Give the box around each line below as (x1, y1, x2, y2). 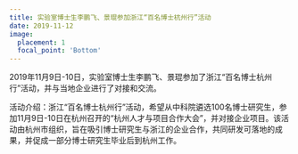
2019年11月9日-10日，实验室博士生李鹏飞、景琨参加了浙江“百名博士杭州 (9, 72, 272, 83)
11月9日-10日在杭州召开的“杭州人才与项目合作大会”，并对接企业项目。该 (16, 113, 282, 124)
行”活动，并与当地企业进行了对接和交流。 (9, 83, 162, 93)
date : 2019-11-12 (9, 21, 74, 30)
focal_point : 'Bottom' (17, 46, 102, 55)
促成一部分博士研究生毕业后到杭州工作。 (32, 135, 181, 146)
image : (9, 29, 34, 38)
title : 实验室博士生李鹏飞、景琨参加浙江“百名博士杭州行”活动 (9, 12, 211, 22)
